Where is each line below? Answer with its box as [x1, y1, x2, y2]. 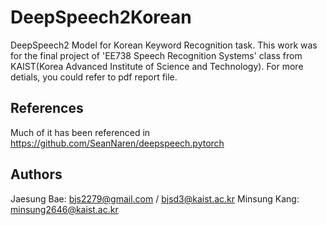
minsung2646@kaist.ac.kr [10, 203, 119, 215]
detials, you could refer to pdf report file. [10, 71, 178, 83]
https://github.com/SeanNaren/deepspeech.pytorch [10, 137, 225, 149]
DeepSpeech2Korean [10, 6, 192, 29]
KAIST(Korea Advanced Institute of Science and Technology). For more [10, 60, 304, 72]
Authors [10, 166, 63, 183]
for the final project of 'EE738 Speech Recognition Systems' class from [10, 49, 303, 61]
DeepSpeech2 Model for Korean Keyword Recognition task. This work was [10, 39, 318, 51]
